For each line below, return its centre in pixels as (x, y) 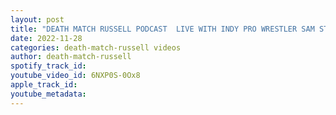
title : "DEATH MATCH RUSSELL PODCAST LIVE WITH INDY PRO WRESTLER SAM (162, 29)
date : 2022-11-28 (46, 38)
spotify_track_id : (48, 66)
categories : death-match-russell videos (96, 47)
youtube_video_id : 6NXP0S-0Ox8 (75, 76)
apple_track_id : (44, 85)
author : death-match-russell (71, 57)
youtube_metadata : (48, 94)
